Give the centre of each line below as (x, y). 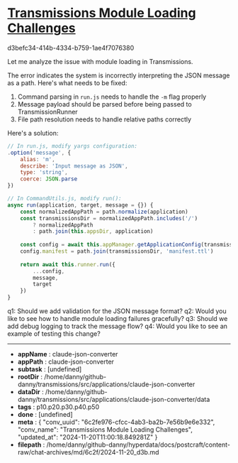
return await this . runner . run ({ (68, 264)
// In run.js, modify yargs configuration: (73, 146)
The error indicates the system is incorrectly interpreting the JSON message (119, 75)
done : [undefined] (45, 415)
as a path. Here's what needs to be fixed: (67, 82)
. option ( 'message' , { (39, 153)
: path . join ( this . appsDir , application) (93, 231)
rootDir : (30, 377)
